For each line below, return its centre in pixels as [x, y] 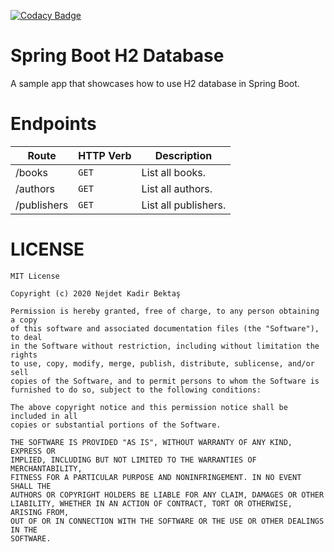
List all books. [174, 172]
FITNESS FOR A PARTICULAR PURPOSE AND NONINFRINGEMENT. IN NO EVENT [156, 477]
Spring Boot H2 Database [117, 56]
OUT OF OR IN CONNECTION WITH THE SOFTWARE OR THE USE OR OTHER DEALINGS [167, 521]
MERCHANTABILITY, [46, 468]
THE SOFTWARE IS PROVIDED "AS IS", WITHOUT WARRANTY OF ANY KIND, [151, 442]
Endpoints [53, 124]
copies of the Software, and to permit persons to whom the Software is [165, 381]
